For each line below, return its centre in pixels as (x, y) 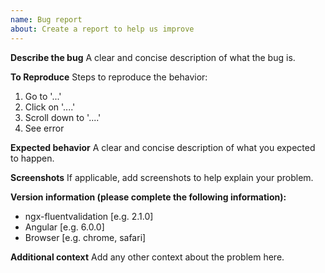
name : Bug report (46, 19)
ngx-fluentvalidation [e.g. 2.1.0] (89, 216)
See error (44, 128)
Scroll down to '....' (63, 117)
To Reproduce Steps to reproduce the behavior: (109, 77)
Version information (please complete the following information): (148, 197)
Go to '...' (43, 96)
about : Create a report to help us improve (102, 29)
